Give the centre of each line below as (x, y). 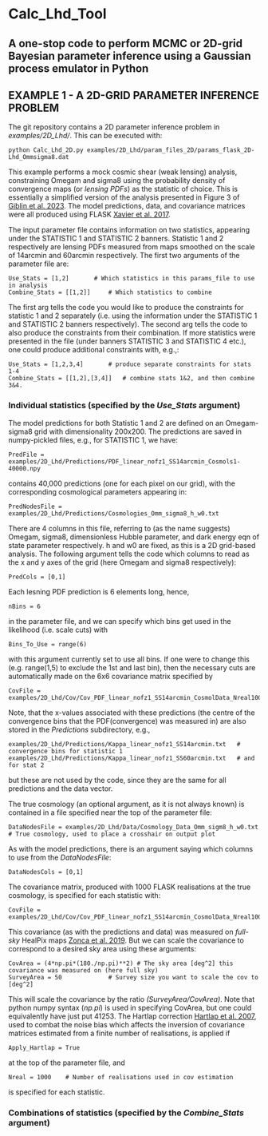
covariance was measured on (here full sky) (83, 970)
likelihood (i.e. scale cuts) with (58, 630)
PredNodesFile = (35, 506)
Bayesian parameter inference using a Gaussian (130, 56)
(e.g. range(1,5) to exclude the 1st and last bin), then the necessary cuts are (132, 667)
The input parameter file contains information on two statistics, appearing (129, 230)
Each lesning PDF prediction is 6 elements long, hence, (99, 591)
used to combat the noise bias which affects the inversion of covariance (127, 1024)
